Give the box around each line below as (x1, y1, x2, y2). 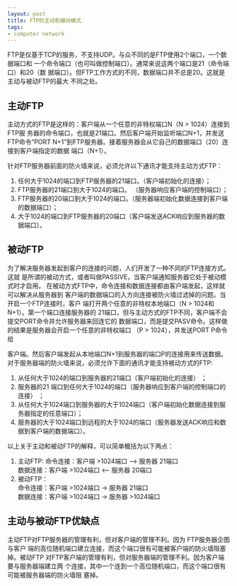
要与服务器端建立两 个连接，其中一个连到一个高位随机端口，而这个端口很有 (7, 561, 226, 570)
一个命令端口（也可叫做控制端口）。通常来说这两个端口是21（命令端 (33, 60, 230, 68)
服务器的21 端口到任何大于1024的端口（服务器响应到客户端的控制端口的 (17, 382, 226, 390)
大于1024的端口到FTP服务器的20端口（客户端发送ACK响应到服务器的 (17, 212, 219, 220)
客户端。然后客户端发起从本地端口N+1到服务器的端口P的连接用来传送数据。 (7, 349, 228, 358)
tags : (7, 23, 23, 30)
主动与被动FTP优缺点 (7, 515, 100, 527)
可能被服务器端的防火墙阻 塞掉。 (7, 570, 103, 579)
